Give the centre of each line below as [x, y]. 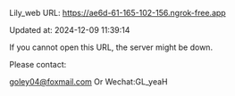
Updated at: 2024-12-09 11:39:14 [70, 30]
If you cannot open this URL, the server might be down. [111, 47]
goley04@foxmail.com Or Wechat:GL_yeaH [88, 82]
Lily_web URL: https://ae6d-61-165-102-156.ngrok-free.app [117, 13]
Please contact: [38, 64]
